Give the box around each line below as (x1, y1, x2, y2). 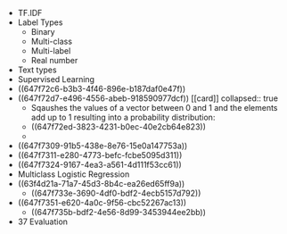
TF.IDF (17, 8, 43, 18)
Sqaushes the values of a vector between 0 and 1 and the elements (30, 103, 278, 113)
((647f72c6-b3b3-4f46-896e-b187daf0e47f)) (17, 84, 186, 94)
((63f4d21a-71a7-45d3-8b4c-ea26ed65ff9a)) (17, 179, 185, 188)
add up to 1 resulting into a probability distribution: (30, 112, 216, 122)
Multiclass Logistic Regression (17, 169, 130, 180)
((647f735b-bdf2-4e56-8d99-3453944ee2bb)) (30, 207, 207, 217)
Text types (17, 64, 57, 75)
